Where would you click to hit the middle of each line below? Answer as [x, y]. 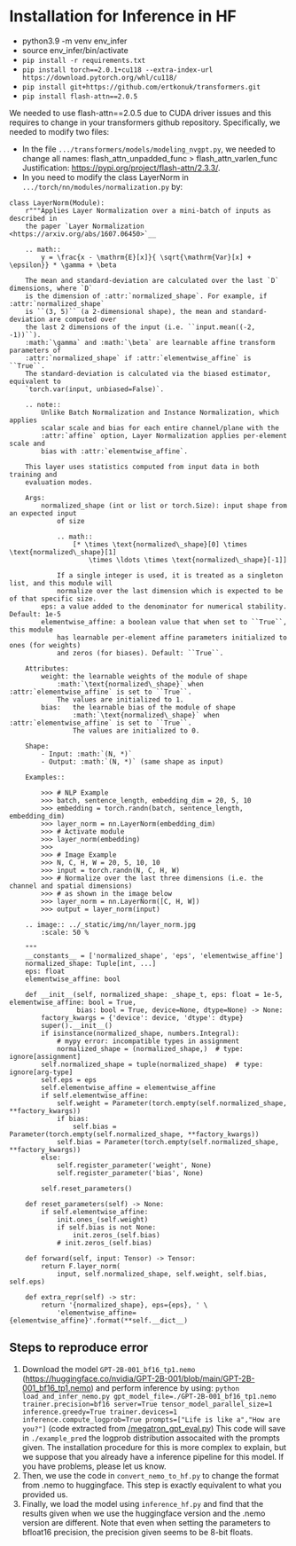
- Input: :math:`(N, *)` [87, 754]
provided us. [45, 1494]
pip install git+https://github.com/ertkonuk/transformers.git [141, 87]
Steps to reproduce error [79, 1348]
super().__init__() [77, 1025]
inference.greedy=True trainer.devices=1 [99, 1412]
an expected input [43, 513]
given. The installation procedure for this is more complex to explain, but [154, 1447]
